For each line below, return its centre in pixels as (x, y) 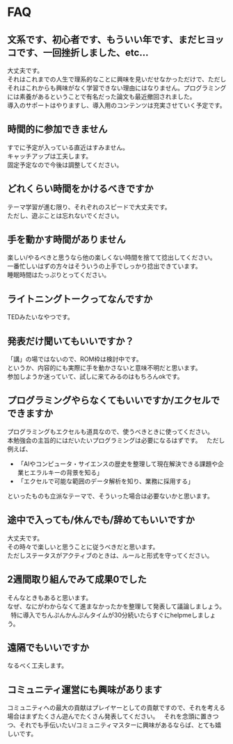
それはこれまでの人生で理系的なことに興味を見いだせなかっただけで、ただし (117, 79)
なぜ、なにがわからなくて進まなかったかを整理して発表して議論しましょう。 (116, 606)
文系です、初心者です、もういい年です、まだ (102, 39)
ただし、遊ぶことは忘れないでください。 (65, 216)
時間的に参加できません (57, 129)
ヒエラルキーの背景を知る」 (63, 472)
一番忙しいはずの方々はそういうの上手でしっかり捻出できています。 (104, 266)
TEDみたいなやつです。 (41, 317)
